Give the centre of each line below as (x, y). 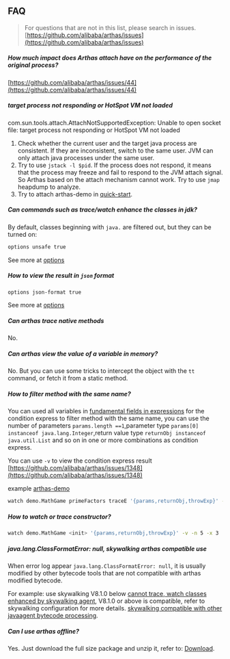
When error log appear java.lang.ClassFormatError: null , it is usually (107, 566)
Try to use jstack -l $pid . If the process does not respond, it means (114, 165)
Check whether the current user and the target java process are (107, 143)
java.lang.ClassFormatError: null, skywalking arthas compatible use (107, 548)
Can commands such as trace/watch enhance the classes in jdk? (102, 210)
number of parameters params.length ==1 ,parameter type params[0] (103, 426)
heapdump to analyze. (49, 187)
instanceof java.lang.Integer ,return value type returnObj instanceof (107, 433)
